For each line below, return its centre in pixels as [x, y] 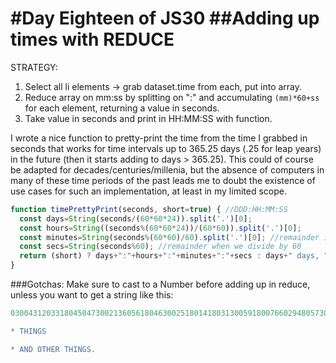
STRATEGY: [34, 67]
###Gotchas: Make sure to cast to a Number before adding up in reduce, [160, 284]
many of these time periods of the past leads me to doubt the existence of [163, 180]
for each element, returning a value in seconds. [122, 108]
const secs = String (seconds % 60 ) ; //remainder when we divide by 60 [160, 247]
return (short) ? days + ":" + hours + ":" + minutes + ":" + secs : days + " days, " [174, 256]
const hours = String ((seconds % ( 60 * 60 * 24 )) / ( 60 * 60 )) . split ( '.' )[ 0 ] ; [160, 228]
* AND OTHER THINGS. [53, 349]
